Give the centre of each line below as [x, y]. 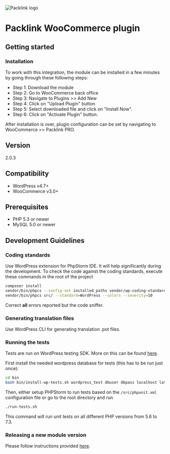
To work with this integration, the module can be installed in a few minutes [83, 72]
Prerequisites [27, 207]
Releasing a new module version [46, 435]
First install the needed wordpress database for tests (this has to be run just [84, 363]
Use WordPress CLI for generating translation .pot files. [63, 329]
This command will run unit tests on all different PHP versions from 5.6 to [81, 416]
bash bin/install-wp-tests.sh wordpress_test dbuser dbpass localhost [81, 383]
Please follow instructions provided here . [48, 446]
